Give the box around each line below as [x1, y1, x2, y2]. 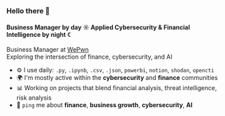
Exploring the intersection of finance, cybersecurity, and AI [6, 53, 172, 61]
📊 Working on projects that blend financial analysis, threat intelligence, [16, 84, 217, 92]
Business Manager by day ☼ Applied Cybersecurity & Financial [6, 23, 190, 31]
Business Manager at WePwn [6, 46, 90, 54]
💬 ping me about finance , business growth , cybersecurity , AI [16, 101, 193, 109]
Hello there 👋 [6, 6, 51, 16]
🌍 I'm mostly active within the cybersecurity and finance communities [16, 74, 218, 82]
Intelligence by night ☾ [6, 30, 73, 38]
